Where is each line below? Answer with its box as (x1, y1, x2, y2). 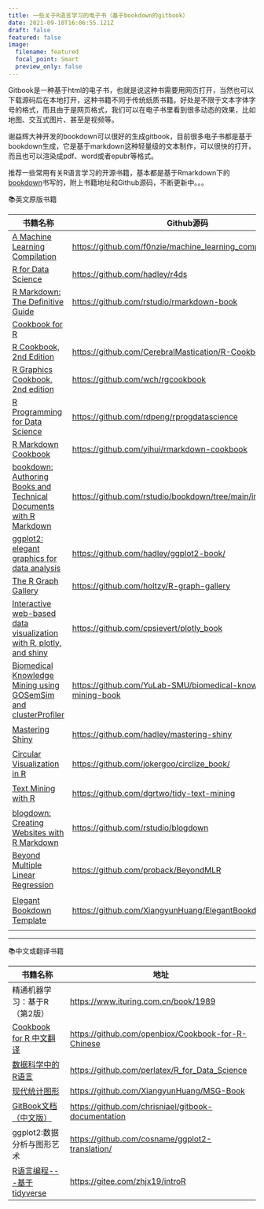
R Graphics (12, 363, 53, 374)
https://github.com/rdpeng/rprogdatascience (71, 411, 238, 422)
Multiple (12, 859, 42, 870)
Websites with (12, 827, 64, 838)
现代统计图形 (12, 1086, 60, 1097)
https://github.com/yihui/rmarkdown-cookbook (71, 444, 247, 455)
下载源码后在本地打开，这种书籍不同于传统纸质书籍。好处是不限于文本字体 (8, 95, 249, 105)
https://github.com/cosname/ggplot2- (69, 1133, 212, 1144)
